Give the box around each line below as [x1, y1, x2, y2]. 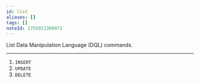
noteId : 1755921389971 [6, 25, 62, 31]
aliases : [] [6, 14, 36, 20]
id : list [6, 8, 28, 15]
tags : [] [6, 20, 28, 25]
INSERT [14, 60, 32, 66]
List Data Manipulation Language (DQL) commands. [6, 41, 133, 49]
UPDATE [14, 66, 32, 72]
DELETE [14, 72, 32, 78]
